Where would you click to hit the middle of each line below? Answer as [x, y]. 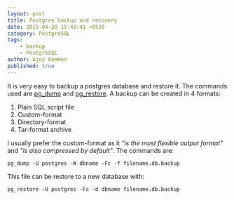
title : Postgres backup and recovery [62, 20]
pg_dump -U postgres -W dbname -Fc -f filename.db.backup [94, 163]
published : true [31, 66]
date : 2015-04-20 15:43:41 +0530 [56, 27]
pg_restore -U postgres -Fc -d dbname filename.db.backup [94, 189]
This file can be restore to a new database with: [76, 176]
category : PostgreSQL [39, 33]
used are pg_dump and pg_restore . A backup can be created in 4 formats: [114, 93]
